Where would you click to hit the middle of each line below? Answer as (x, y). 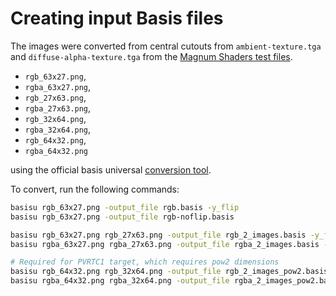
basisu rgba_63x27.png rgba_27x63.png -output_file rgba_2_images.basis (165, 244)
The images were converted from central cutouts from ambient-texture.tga (166, 46)
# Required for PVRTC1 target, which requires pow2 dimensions (145, 262)
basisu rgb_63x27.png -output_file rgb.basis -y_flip (125, 207)
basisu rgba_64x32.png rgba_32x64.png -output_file (120, 281)
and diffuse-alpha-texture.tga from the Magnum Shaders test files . (151, 56)
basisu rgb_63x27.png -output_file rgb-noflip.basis (122, 217)
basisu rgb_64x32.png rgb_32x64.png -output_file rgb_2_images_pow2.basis (169, 272)
